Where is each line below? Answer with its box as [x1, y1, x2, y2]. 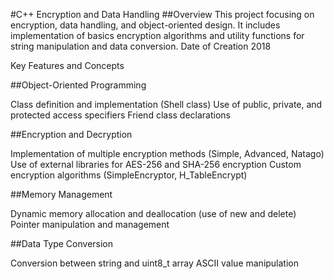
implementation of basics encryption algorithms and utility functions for [10, 30, 305, 41]
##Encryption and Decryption [10, 129, 133, 140]
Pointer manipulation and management [10, 219, 170, 230]
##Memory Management [10, 189, 113, 200]
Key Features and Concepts [10, 60, 125, 71]
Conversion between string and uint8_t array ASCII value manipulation [10, 257, 300, 269]
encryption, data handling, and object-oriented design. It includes [10, 19, 281, 31]
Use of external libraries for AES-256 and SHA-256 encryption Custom [10, 159, 302, 170]
